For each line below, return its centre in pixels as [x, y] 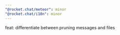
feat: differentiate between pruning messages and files [60, 27]
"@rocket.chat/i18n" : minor [34, 14]
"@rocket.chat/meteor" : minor [36, 9]
